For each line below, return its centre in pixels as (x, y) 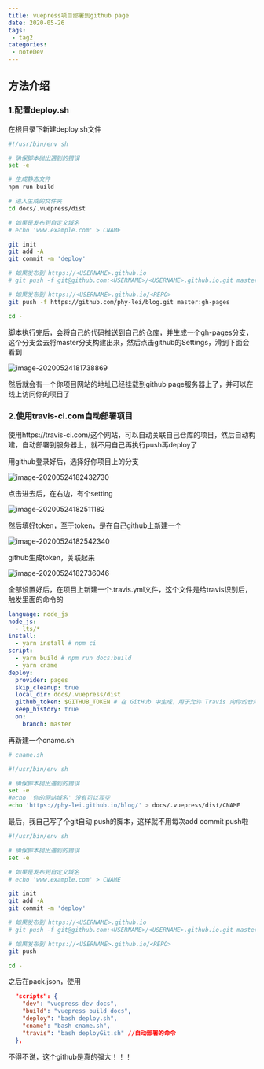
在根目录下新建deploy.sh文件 (55, 129)
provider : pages (42, 680)
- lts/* (28, 629)
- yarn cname (37, 665)
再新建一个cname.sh (41, 740)
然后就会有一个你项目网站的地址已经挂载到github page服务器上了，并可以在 (131, 384)
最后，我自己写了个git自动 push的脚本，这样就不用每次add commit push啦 (128, 822)
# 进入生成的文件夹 (35, 202)
